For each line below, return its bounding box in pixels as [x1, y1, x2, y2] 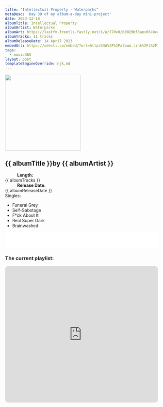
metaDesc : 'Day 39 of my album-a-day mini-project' [5, 12, 112, 16]
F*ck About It [12, 212, 39, 218]
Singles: [5, 193, 21, 198]
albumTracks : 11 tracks [5, 34, 53, 39]
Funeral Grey [12, 202, 38, 208]
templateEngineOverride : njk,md [5, 61, 70, 66]
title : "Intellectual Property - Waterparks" [5, 7, 98, 12]
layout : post [5, 57, 32, 62]
